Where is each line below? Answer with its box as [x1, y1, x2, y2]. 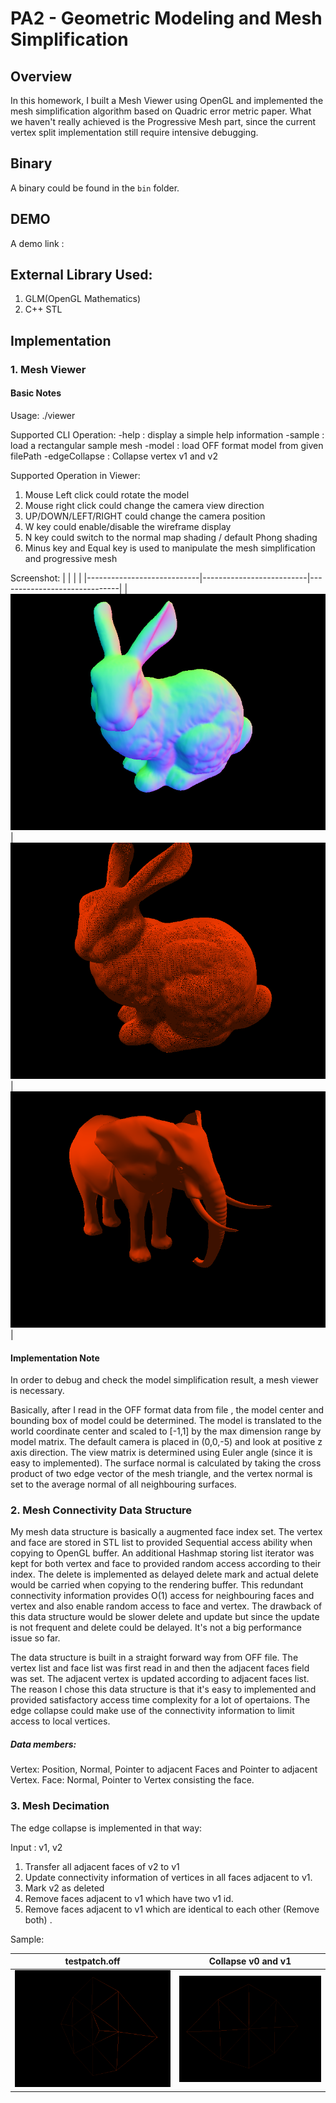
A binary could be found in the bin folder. [10, 182, 180, 194]
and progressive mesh [24, 552, 118, 564]
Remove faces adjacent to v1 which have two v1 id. [24, 1892, 234, 1904]
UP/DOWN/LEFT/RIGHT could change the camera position [24, 510, 266, 522]
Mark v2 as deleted [24, 1882, 105, 1894]
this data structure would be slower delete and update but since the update [10, 1611, 320, 1623]
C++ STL [24, 303, 63, 316]
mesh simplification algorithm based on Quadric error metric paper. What [10, 105, 312, 117]
